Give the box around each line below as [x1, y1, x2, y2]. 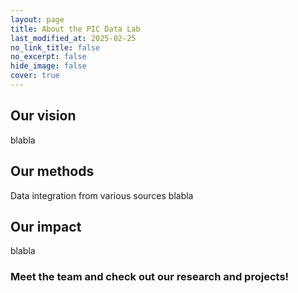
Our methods [10, 163, 95, 180]
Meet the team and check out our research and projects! [10, 270, 290, 284]
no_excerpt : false [10, 52, 87, 62]
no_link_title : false [10, 42, 101, 53]
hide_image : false [10, 61, 87, 71]
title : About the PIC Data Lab [10, 24, 141, 34]
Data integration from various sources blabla [10, 189, 194, 201]
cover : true [10, 71, 60, 81]
